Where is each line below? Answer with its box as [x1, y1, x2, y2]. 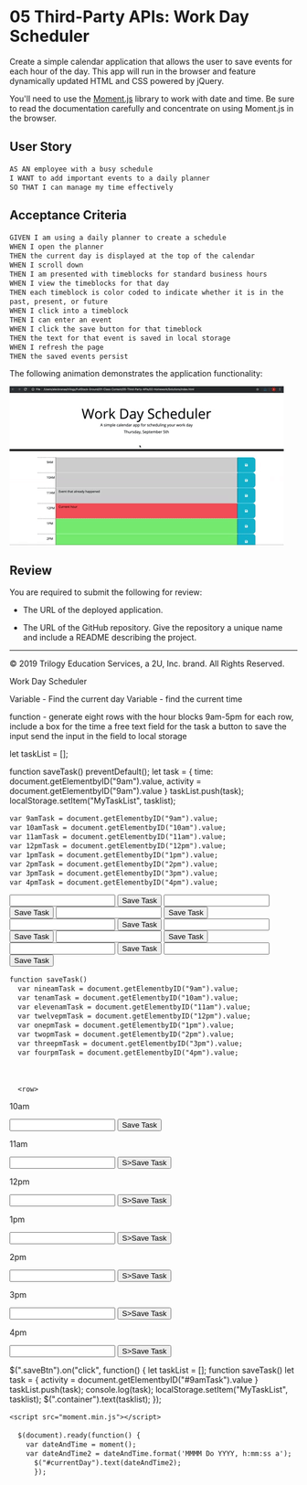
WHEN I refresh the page [9, 343, 104, 352]
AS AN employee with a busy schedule [9, 164, 153, 174]
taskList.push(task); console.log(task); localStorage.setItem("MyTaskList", [9, 1384, 288, 1395]
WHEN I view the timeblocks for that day [9, 279, 170, 288]
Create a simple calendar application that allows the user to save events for [9, 56, 293, 67]
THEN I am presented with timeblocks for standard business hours [9, 270, 268, 279]
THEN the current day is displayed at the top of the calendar [9, 251, 256, 260]
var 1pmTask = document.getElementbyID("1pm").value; [9, 851, 219, 860]
